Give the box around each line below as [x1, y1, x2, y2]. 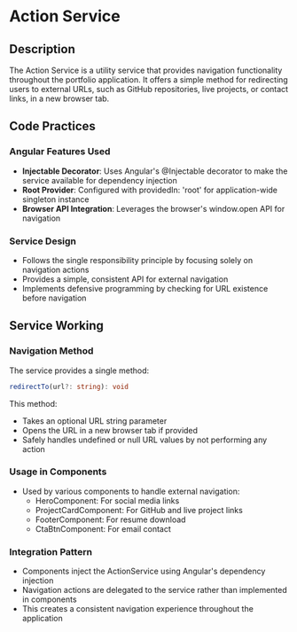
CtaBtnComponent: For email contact [35, 523, 171, 534]
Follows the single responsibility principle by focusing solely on [21, 254, 254, 265]
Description [9, 42, 75, 57]
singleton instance [21, 193, 90, 205]
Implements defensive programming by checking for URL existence [21, 283, 269, 293]
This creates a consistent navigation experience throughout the [21, 604, 254, 614]
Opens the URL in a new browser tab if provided [21, 425, 198, 435]
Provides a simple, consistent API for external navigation [21, 273, 229, 285]
